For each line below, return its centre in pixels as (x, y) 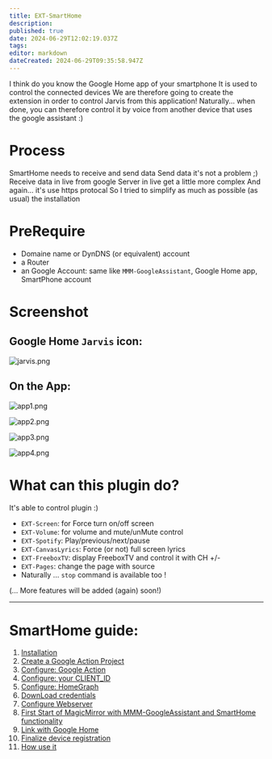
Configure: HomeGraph (60, 687)
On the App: (40, 387)
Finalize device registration (66, 738)
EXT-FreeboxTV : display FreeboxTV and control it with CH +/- (121, 557)
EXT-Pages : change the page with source (88, 566)
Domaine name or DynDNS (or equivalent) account (105, 253)
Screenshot (49, 312)
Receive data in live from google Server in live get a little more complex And (135, 181)
